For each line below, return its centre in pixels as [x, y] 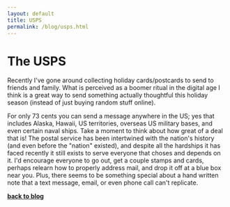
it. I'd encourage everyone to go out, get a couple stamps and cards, [106, 160]
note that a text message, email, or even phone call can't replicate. [103, 183]
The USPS [37, 61]
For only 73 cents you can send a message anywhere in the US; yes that [111, 116]
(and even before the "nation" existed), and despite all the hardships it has [114, 146]
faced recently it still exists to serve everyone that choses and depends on [114, 153]
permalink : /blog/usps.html [48, 26]
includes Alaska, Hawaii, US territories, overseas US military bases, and [110, 123]
